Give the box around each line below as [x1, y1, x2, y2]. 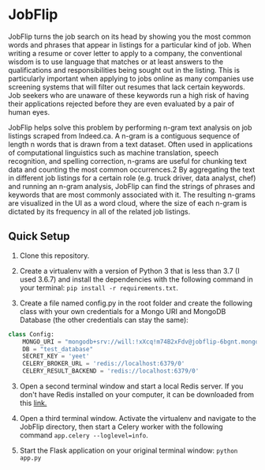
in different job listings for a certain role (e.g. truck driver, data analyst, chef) [8, 172, 256, 183]
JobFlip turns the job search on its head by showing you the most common [8, 32, 252, 41]
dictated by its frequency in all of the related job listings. [8, 207, 191, 216]
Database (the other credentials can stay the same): [19, 315, 189, 324]
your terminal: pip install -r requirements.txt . [19, 282, 179, 292]
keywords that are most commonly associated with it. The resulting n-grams [8, 190, 256, 199]
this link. [19, 398, 47, 407]
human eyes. [8, 107, 50, 116]
